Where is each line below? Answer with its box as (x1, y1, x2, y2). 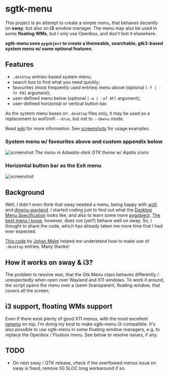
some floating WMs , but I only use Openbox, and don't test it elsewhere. (5, 30, 157, 36)
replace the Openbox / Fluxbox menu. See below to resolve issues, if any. (5, 332, 158, 338)
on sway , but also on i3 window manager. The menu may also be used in (5, 25, 157, 31)
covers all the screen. (5, 287, 50, 293)
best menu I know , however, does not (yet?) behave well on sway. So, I (5, 218, 152, 224)
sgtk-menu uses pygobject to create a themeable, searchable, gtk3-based (5, 40, 163, 46)
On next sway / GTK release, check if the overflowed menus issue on (12, 359, 156, 366)
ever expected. (5, 228, 37, 235)
